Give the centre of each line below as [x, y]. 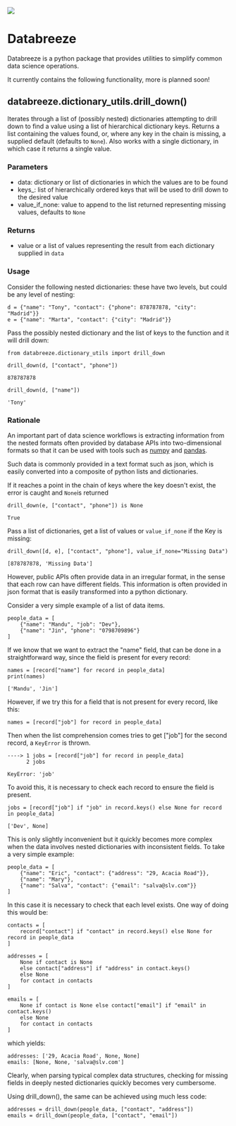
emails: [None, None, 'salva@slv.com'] [66, 1062]
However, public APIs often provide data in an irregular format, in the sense [116, 576]
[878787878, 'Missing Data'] [50, 564]
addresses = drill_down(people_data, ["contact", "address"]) [100, 1109]
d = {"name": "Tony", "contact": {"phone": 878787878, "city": [102, 307]
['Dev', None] [28, 826]
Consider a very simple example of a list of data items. [86, 605]
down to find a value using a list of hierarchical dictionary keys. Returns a [113, 126]
